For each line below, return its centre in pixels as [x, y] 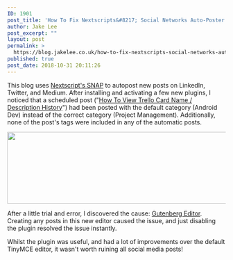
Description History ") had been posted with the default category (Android [112, 107]
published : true [31, 59]
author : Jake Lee [32, 26]
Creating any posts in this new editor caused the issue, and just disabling [112, 220]
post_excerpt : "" [32, 33]
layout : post [26, 40]
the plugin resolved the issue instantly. [62, 228]
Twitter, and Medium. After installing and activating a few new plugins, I [109, 92]
